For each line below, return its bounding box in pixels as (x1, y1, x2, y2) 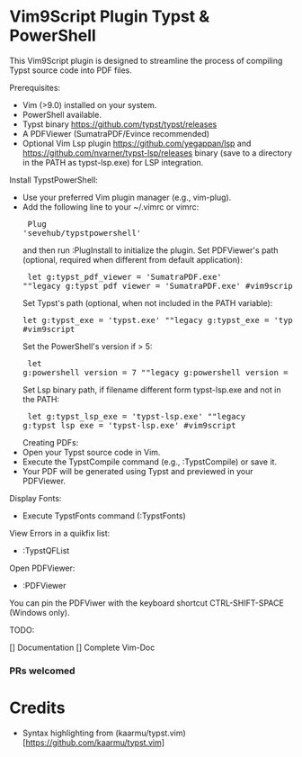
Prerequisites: (9, 82, 61, 93)
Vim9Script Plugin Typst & (9, 6, 210, 27)
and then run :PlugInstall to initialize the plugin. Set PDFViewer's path (22, 245, 279, 256)
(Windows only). (9, 607, 70, 617)
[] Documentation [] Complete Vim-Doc (9, 642, 155, 653)
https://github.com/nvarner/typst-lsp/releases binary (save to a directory (22, 147, 292, 158)
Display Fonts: (9, 492, 62, 503)
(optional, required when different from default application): (22, 254, 243, 265)
